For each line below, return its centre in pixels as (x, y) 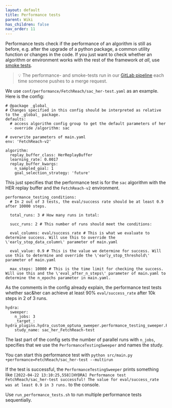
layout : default (23, 10)
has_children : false (27, 24)
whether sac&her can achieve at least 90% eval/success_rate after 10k (80, 293)
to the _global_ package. (33, 115)
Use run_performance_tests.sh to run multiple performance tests (73, 395)
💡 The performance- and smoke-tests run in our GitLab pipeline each (91, 75)
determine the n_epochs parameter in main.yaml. (58, 278)
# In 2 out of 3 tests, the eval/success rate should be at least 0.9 (87, 202)
